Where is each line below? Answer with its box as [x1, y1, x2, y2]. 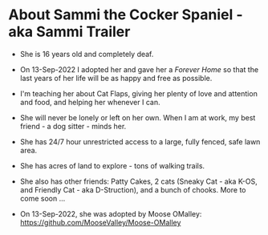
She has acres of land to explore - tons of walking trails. [19, 160, 205, 170]
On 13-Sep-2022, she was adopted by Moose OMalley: [19, 209, 202, 218]
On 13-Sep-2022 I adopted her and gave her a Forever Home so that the [19, 64, 259, 74]
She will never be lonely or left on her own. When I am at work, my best [19, 112, 256, 122]
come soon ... [19, 193, 66, 203]
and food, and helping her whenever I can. [19, 97, 160, 107]
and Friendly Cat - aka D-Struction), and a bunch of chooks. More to [19, 184, 246, 194]
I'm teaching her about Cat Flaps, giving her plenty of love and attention [19, 88, 258, 98]
